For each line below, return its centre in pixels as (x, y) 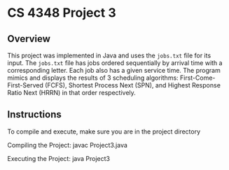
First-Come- (197, 78)
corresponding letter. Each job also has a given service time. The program (114, 70)
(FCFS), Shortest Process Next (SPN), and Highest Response (132, 85)
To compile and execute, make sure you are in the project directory (104, 132)
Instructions (34, 114)
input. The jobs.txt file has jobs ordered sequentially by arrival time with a (115, 63)
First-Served (26, 85)
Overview (29, 39)
